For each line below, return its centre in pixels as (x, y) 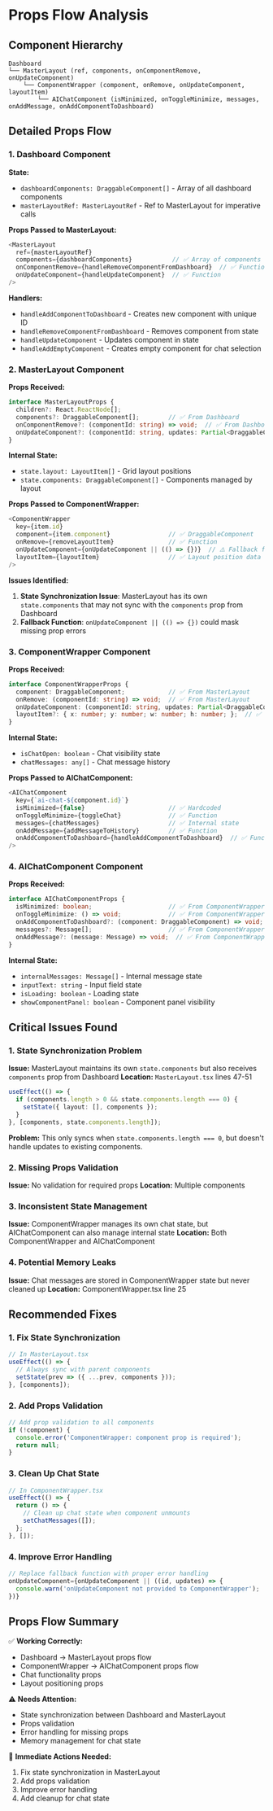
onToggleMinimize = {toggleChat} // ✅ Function (117, 816)
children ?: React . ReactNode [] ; (69, 410)
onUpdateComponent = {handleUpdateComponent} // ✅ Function (119, 275)
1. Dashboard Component (60, 155)
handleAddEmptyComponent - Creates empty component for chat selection (141, 348)
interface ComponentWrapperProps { (69, 684)
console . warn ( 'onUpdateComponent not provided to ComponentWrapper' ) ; (138, 1589)
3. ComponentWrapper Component (80, 651)
